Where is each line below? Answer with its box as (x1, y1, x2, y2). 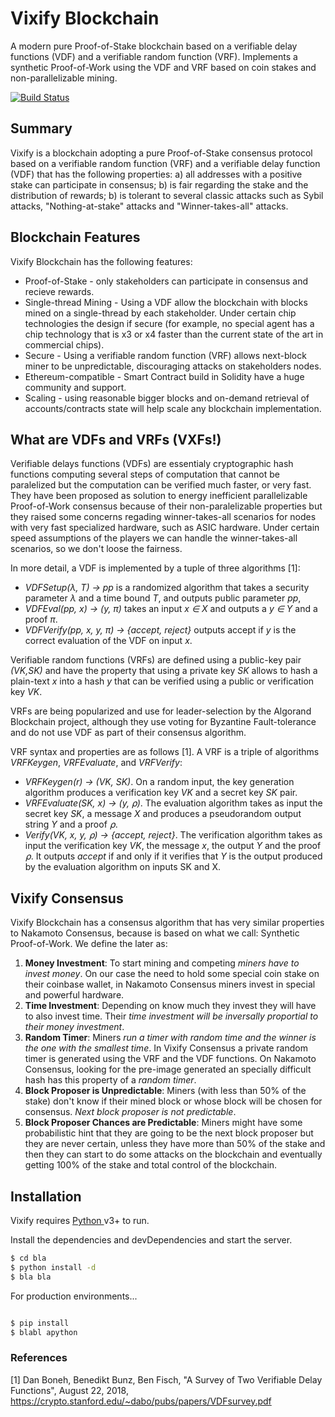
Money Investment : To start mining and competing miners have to (24, 957, 300, 969)
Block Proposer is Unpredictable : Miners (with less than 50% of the (24, 1085, 307, 1097)
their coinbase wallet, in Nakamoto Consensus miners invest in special (24, 978, 316, 991)
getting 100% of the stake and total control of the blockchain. (24, 1159, 278, 1171)
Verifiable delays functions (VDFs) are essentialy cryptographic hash (10, 458, 294, 470)
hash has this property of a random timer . (24, 1074, 197, 1086)
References (10, 1351, 68, 1365)
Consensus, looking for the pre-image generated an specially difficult (24, 1063, 312, 1076)
